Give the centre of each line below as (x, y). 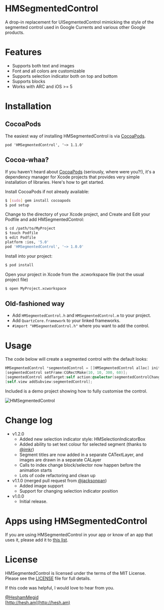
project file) (17, 280)
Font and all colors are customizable (49, 71)
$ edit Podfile (20, 238)
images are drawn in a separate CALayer (60, 459)
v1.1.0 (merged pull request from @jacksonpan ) (60, 480)
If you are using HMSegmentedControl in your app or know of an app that (79, 534)
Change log (29, 420)
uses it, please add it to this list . (37, 540)
